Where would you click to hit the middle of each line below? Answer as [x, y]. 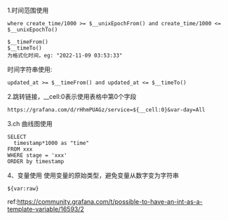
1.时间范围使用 [28, 10]
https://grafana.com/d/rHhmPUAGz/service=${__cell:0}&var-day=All [106, 110]
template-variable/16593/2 [46, 209]
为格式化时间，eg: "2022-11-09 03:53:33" [65, 55]
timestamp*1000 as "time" [52, 143]
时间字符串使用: [30, 69]
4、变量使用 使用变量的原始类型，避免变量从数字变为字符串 [93, 175]
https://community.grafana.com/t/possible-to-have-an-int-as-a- [110, 201]
